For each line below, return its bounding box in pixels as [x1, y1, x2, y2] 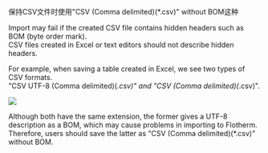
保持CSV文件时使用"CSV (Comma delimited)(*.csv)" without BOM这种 [8, 7, 239, 16]
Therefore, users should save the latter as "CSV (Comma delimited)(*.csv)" [8, 129, 256, 138]
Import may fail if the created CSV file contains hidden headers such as [8, 23, 245, 32]
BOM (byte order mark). [8, 31, 87, 41]
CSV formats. [8, 73, 53, 82]
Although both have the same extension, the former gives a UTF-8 [8, 111, 228, 121]
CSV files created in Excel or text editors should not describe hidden [8, 40, 234, 50]
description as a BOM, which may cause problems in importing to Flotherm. [8, 120, 258, 130]
